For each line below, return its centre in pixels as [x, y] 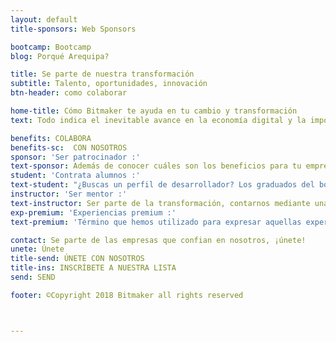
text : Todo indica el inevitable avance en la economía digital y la [158, 120]
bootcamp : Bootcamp [51, 47]
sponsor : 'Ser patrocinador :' [75, 157]
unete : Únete [37, 249]
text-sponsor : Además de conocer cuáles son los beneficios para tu [156, 166]
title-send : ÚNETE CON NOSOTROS [77, 259]
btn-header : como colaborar [69, 93]
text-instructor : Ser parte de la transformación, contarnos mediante [160, 203]
